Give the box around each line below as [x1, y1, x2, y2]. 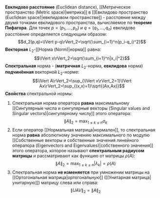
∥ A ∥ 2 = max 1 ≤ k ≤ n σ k [64, 118, 107, 125]
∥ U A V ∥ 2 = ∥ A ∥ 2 [70, 187, 101, 194]
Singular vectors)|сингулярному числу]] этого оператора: [12, 111, 132, 117]
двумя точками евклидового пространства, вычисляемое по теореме [5, 20, 152, 25]
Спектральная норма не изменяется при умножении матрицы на [12, 169, 150, 175]
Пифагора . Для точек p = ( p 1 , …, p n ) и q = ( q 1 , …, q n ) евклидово [5, 25, 136, 32]
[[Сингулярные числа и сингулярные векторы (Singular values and [12, 105, 150, 111]
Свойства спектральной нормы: [5, 91, 73, 97]
